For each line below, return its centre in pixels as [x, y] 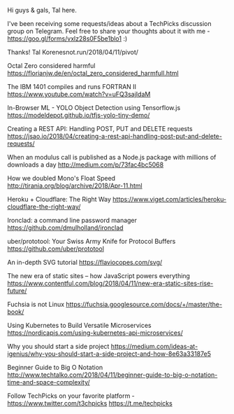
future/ [17, 291]
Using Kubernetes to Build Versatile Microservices [79, 325]
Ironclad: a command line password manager [72, 220]
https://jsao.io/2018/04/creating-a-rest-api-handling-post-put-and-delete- [115, 136]
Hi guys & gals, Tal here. [42, 10]
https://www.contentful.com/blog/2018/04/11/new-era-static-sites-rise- [110, 283]
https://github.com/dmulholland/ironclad [65, 228]
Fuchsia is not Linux [36, 304]
